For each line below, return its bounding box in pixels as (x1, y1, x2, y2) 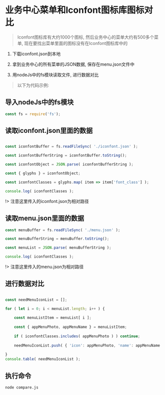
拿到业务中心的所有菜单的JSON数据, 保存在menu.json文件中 (12, 61, 135, 67)
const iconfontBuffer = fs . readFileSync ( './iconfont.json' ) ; (5, 144, 138, 149)
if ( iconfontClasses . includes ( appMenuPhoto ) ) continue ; (14, 334, 140, 339)
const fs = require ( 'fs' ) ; (5, 112, 61, 117)
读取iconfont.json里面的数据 (5, 126, 93, 135)
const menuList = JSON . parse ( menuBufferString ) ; (5, 245, 112, 250)
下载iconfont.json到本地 (12, 50, 61, 57)
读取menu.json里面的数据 (5, 214, 84, 223)
